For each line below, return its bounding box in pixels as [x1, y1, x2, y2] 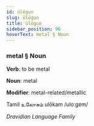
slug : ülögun [6, 15, 39, 21]
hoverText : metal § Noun [6, 32, 69, 38]
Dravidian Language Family [6, 113, 76, 121]
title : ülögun [6, 20, 42, 26]
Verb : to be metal [6, 65, 50, 73]
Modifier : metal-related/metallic [6, 89, 87, 96]
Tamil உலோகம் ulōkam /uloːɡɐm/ [6, 101, 89, 108]
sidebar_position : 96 [6, 26, 61, 32]
